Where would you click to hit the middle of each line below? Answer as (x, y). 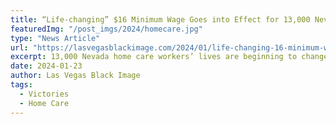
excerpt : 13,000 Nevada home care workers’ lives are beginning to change (169, 57)
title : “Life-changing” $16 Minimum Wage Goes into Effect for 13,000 (160, 19)
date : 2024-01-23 (46, 66)
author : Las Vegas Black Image (75, 76)
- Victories (44, 94)
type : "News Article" (55, 38)
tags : (21, 85)
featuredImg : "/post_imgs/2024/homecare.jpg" (106, 29)
